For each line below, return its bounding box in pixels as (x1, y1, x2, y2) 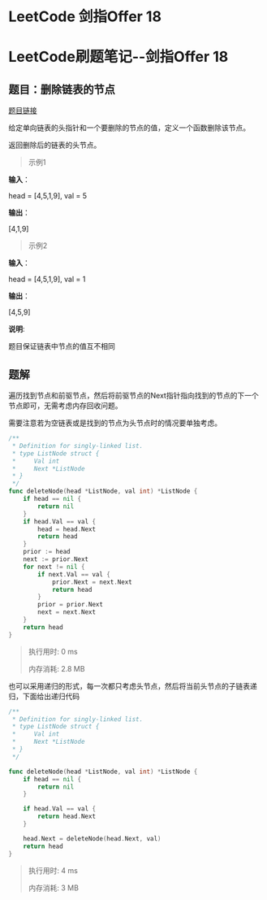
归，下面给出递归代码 (8, 691, 80, 701)
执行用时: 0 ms (28, 646, 79, 656)
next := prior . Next (23, 555, 89, 563)
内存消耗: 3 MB (28, 883, 80, 893)
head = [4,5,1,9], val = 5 (8, 191, 88, 201)
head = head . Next (37, 525, 96, 533)
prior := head (23, 548, 71, 556)
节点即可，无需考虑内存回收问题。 (8, 401, 123, 411)
